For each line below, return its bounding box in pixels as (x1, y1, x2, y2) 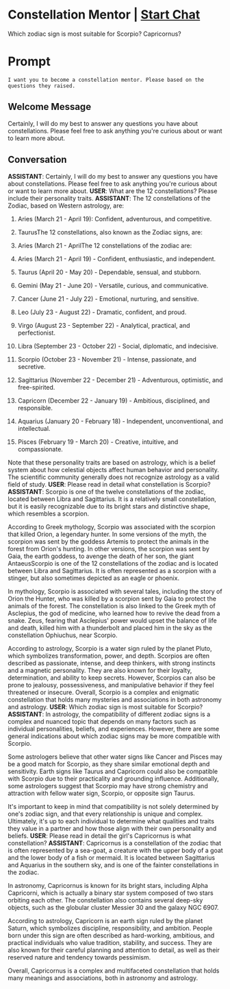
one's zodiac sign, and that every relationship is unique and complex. (8, 810, 203, 818)
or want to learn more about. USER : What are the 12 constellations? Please (8, 186, 218, 195)
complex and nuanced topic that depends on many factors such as (8, 717, 196, 725)
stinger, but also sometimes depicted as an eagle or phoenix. (8, 574, 180, 582)
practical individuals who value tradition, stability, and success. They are (8, 938, 213, 946)
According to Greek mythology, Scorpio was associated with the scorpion (8, 522, 216, 531)
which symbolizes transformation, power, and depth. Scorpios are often (8, 652, 210, 660)
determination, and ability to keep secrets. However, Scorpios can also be (8, 674, 216, 682)
